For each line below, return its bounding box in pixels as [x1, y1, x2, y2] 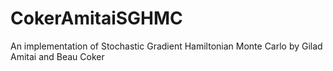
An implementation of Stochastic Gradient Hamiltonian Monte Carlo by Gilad [10, 40, 323, 52]
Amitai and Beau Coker [10, 50, 105, 62]
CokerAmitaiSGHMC [10, 7, 183, 30]
